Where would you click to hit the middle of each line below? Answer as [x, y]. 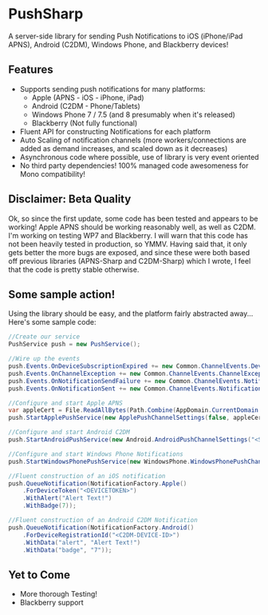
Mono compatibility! [53, 174]
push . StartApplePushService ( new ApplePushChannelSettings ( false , [119, 418]
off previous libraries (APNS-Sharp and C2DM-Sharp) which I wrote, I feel [130, 261]
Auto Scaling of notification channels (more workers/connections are [133, 140]
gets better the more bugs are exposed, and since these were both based [129, 252]
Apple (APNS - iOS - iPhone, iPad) [88, 98]
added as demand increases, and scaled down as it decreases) [124, 148]
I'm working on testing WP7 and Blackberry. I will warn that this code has [128, 235]
